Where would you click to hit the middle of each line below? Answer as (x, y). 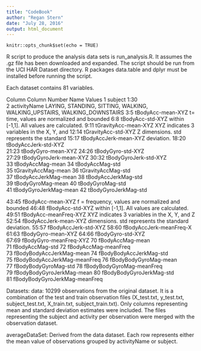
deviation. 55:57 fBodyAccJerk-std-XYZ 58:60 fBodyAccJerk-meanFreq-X (99, 228)
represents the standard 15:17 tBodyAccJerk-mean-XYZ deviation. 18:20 (96, 138)
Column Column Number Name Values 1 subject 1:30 (72, 100)
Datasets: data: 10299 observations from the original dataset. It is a (90, 291)
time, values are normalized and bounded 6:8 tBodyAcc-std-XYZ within (95, 119)
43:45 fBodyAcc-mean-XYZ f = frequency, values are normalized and (93, 202)
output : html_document (35, 29)
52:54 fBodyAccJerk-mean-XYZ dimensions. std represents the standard (97, 221)
